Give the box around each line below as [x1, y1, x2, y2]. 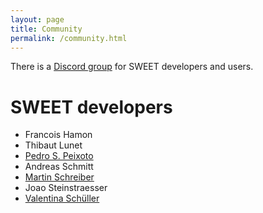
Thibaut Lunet [24, 139, 83, 151]
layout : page [10, 14, 65, 25]
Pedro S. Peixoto [24, 150, 94, 162]
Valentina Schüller [24, 192, 100, 205]
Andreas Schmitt [24, 161, 94, 173]
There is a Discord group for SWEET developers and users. [10, 61, 254, 73]
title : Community [10, 24, 83, 34]
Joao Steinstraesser [24, 182, 108, 194]
